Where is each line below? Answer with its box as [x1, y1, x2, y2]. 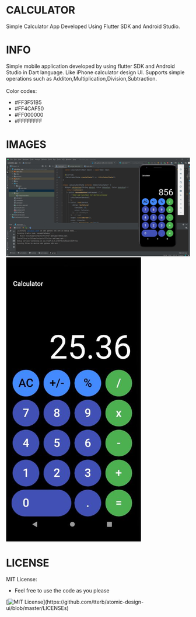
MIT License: [6, 576, 37, 583]
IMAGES [6, 138, 47, 151]
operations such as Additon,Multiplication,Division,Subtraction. [6, 75, 157, 82]
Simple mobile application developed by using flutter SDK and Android [6, 63, 175, 70]
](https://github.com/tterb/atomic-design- [43, 598, 144, 605]
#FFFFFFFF [14, 117, 43, 124]
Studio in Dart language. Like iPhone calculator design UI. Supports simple [6, 68, 185, 76]
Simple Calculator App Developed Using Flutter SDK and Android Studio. [6, 23, 180, 30]
